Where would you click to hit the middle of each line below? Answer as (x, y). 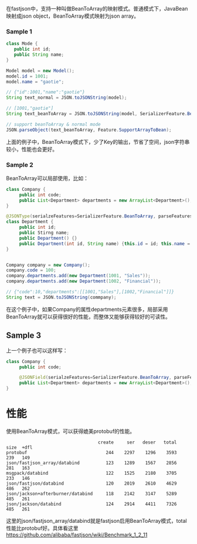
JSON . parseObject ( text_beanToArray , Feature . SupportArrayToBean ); (89, 130)
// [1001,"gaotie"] (30, 108)
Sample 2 (20, 164)
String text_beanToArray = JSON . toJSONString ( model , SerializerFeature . (97, 114)
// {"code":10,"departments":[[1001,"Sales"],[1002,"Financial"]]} (90, 292)
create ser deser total (137, 442)
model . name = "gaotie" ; (35, 82)
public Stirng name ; (44, 233)
